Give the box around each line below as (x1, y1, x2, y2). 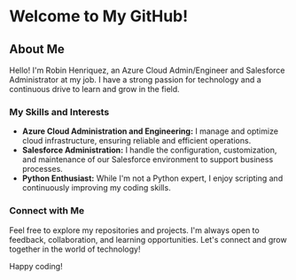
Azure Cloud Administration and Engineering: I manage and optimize (21, 126, 279, 136)
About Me (9, 42, 65, 57)
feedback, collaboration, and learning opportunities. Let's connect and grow (9, 234, 287, 245)
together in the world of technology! (9, 244, 141, 254)
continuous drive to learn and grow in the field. (9, 84, 180, 94)
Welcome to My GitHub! (9, 6, 189, 27)
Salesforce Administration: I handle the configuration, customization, (21, 144, 277, 156)
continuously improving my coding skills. (21, 183, 171, 193)
